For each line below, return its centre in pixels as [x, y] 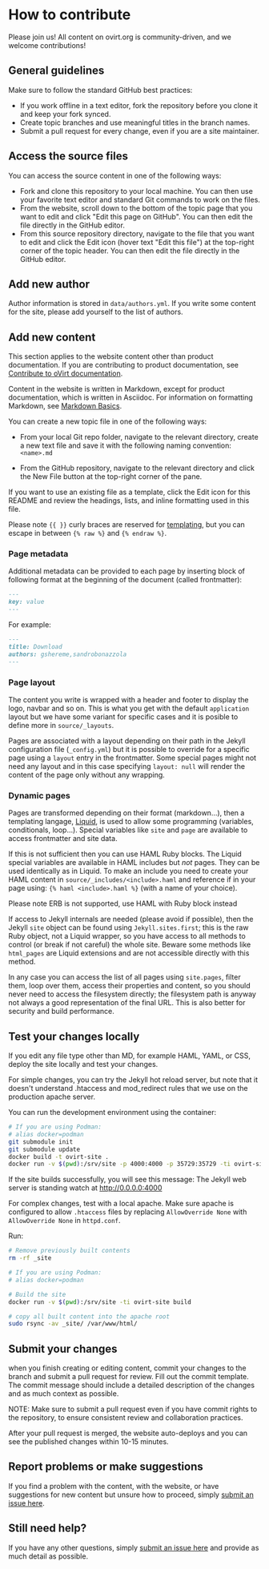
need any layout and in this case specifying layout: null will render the [127, 766]
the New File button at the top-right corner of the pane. [111, 477]
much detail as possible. [48, 1556]
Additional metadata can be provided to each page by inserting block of [127, 571]
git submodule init [41, 1142]
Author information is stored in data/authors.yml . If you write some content [132, 304]
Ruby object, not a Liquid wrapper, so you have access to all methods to [127, 936]
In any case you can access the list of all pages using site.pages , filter [125, 977]
